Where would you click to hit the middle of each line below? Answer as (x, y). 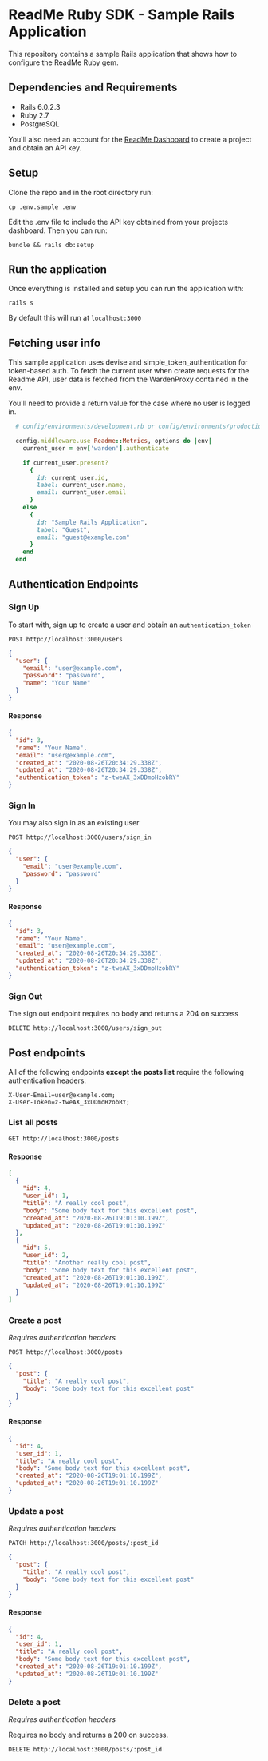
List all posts (33, 1122)
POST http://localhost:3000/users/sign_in (80, 837)
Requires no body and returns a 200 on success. (89, 1735)
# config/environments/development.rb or (85, 427)
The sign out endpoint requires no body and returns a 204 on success (124, 1014)
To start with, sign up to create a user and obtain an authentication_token (130, 625)
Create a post (35, 1320)
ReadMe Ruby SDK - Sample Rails (122, 15)
